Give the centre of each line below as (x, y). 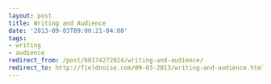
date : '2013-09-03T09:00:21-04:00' (68, 30)
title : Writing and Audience (57, 23)
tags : (17, 38)
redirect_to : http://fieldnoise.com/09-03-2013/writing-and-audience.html (137, 68)
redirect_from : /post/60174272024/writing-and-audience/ (106, 61)
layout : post (30, 16)
